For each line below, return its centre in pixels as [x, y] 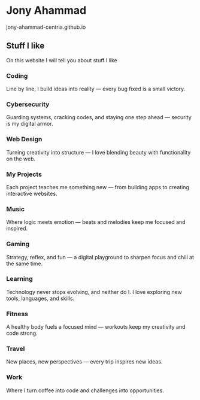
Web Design [24, 140]
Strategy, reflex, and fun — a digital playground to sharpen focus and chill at [100, 257]
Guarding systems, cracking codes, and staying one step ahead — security [99, 117]
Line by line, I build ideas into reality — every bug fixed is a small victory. [96, 89]
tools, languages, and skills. [40, 298]
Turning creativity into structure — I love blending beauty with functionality [99, 152]
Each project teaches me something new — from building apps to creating [98, 187]
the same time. [25, 263]
